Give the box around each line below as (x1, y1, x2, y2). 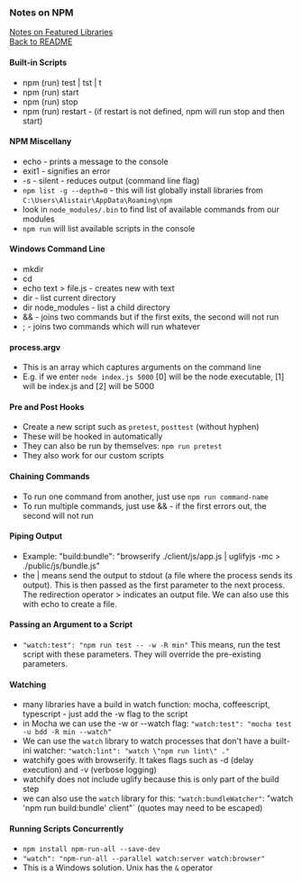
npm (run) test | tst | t (22, 77, 102, 87)
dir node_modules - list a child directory (22, 302, 171, 313)
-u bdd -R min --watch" (22, 728, 113, 737)
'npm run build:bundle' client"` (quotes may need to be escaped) (22, 803, 263, 814)
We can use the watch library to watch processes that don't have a (22, 736, 269, 747)
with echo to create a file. (22, 598, 117, 609)
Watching (9, 678, 47, 690)
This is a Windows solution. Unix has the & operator (22, 862, 214, 873)
